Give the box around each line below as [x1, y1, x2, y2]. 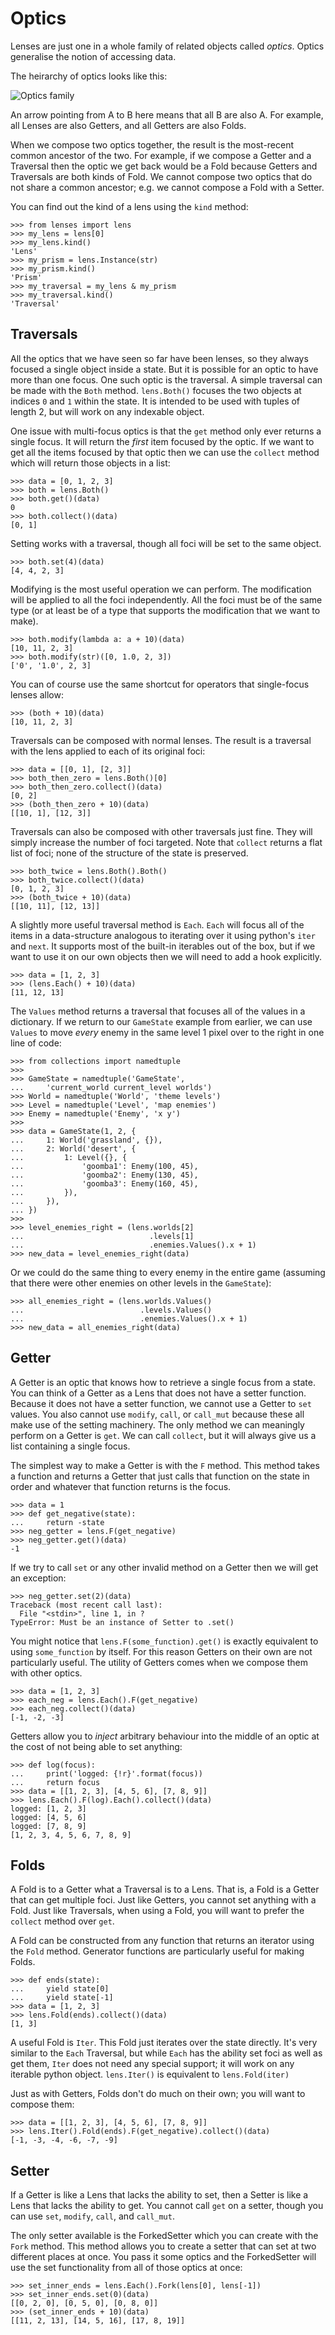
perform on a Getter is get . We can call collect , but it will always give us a [10, 1429, 317, 1441]
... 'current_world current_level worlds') [10, 1082, 213, 1092]
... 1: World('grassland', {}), [10, 1135, 163, 1145]
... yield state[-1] [10, 1993, 114, 2003]
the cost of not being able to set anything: [10, 1740, 183, 1752]
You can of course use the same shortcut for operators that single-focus [10, 678, 310, 690]
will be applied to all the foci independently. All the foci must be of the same [10, 593, 323, 606]
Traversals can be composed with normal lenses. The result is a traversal [10, 734, 312, 746]
